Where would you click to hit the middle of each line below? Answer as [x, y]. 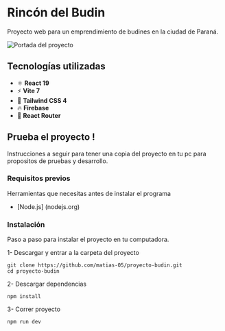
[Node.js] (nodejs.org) [48, 206]
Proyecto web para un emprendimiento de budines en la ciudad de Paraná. [113, 32]
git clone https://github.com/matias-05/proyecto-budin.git [95, 265]
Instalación [26, 224]
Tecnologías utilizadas [56, 66]
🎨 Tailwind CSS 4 [42, 100]
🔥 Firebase [33, 108]
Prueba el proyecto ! [51, 137]
